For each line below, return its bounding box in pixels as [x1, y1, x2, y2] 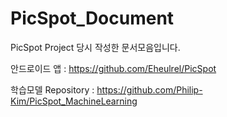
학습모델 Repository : [10, 83, 95, 96]
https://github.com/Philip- [96, 83, 203, 96]
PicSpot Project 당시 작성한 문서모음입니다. [10, 41, 181, 53]
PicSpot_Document [10, 7, 175, 30]
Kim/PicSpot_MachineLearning [10, 95, 138, 107]
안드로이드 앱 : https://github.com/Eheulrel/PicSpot [10, 62, 217, 74]
